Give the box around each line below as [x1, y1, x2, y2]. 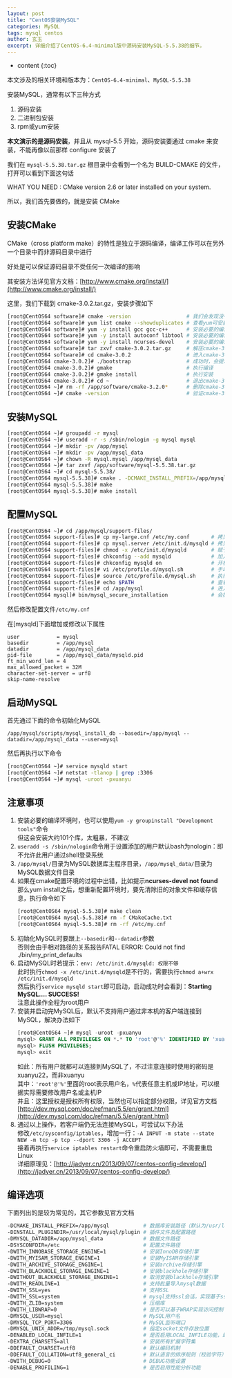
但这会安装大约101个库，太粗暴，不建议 [17, 833, 130, 842]
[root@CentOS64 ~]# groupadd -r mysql [7, 430, 119, 437]
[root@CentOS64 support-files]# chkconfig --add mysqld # [7, 553, 215, 561]
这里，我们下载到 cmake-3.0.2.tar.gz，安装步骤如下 [7, 299, 154, 307]
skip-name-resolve [7, 676, 60, 683]
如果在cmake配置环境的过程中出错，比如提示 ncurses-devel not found [17, 877, 218, 885]
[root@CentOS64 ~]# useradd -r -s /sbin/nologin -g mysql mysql [7, 436, 196, 443]
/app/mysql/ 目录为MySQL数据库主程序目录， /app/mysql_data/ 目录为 [17, 860, 213, 868]
